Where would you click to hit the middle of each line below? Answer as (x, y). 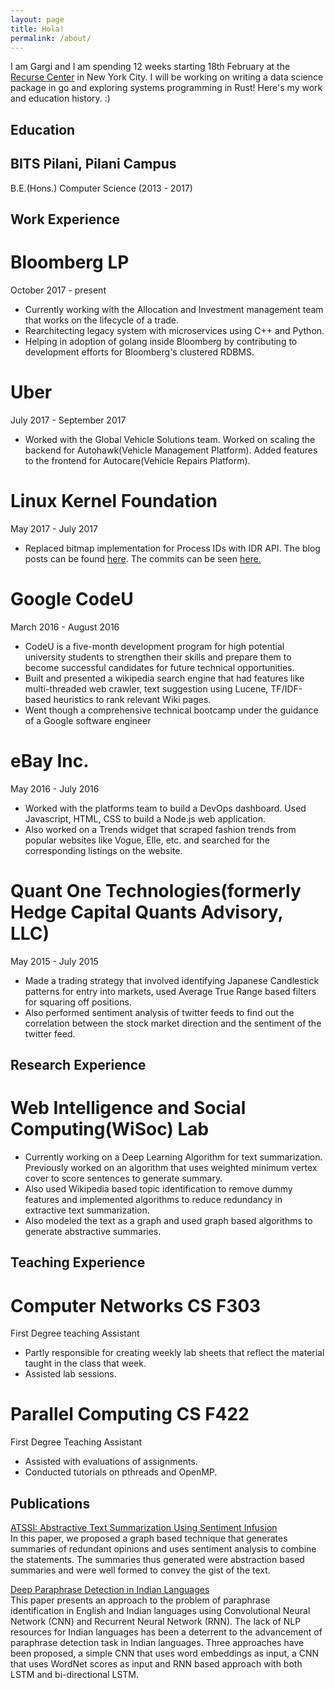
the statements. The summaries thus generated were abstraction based (157, 1559)
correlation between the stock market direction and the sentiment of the (173, 1023)
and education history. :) (60, 98)
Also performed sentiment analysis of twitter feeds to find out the (159, 1012)
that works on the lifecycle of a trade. (102, 320)
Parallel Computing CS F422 (130, 1414)
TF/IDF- (286, 688)
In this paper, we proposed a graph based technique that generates (149, 1538)
